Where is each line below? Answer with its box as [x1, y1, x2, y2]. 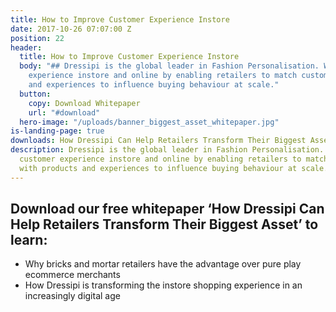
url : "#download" [28, 107, 101, 118]
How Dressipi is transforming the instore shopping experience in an [24, 279, 303, 291]
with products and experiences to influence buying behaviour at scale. [19, 163, 329, 173]
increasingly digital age [24, 290, 121, 302]
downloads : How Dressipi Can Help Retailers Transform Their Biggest [10, 136, 307, 146]
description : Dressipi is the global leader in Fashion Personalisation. [10, 145, 325, 155]
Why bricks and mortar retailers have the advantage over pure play [24, 258, 302, 270]
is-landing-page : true [10, 126, 105, 136]
